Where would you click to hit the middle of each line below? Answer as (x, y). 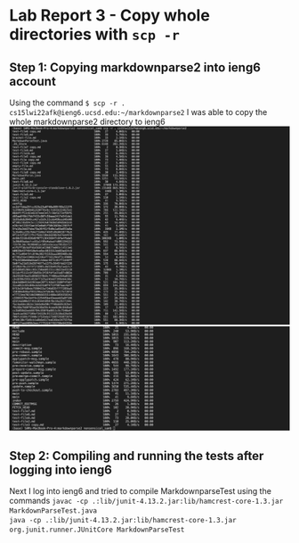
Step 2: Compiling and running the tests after (137, 456)
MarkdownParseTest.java (53, 511)
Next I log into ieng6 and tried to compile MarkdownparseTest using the (140, 491)
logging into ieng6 (61, 469)
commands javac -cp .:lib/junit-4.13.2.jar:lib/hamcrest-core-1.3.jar (146, 501)
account (32, 81)
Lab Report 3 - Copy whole (110, 16)
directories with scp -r (95, 34)
